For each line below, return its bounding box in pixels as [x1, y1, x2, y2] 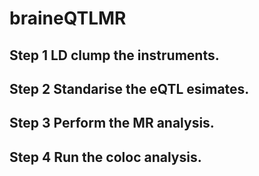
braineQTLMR [9, 7, 127, 30]
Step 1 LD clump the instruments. [9, 47, 220, 64]
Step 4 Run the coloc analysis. [9, 148, 202, 166]
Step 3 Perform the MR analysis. [9, 115, 215, 132]
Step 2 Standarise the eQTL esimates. [9, 80, 250, 97]
